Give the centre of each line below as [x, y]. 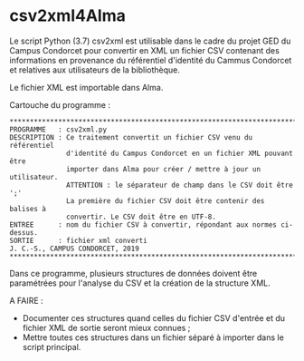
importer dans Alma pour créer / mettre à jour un [163, 169]
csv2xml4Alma [68, 16]
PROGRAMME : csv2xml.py [58, 129]
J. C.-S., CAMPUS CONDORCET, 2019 [75, 249]
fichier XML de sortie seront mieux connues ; [106, 327]
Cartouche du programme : [60, 104]
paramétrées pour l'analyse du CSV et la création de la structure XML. [140, 283]
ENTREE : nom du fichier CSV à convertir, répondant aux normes [143, 224]
